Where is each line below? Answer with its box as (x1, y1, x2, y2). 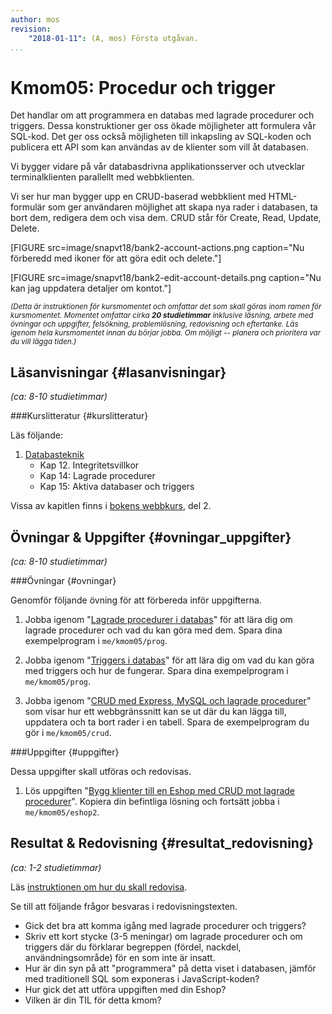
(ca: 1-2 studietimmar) (10, 861, 102, 873)
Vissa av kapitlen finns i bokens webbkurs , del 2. (10, 500, 212, 512)
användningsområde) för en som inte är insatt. (24, 951, 216, 963)
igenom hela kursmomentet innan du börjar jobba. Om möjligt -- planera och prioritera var (10, 328, 322, 338)
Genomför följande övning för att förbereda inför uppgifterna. (10, 594, 262, 606)
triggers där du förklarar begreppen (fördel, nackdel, (24, 941, 242, 953)
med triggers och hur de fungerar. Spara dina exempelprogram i (24, 664, 289, 676)
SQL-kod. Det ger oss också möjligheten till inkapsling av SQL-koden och (10, 131, 312, 143)
